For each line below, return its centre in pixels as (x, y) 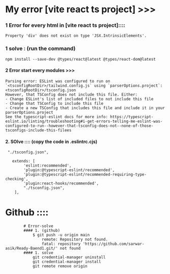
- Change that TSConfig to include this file (54, 103)
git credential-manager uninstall (69, 257)
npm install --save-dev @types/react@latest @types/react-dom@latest (81, 59)
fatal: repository (61, 244)
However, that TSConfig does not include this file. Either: (72, 94)
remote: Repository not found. (75, 240)
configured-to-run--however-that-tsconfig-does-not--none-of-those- (79, 126)
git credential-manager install (67, 262)
